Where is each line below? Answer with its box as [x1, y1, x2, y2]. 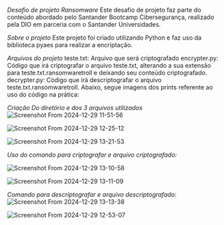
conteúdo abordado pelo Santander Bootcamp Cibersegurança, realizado [7, 13, 214, 21]
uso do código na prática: [7, 90, 79, 98]
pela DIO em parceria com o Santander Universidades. [7, 21, 161, 28]
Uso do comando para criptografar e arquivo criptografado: [7, 150, 177, 159]
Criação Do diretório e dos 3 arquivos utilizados [7, 104, 142, 111]
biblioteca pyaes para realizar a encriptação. [7, 41, 133, 49]
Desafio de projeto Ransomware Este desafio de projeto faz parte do [7, 6, 201, 14]
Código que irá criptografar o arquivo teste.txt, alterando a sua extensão [7, 62, 211, 69]
